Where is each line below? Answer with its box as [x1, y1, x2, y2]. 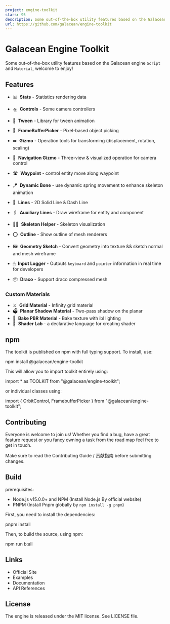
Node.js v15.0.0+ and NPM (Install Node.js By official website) [12, 496, 142, 502]
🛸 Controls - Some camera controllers [12, 106, 95, 112]
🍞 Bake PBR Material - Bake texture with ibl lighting [12, 315, 121, 322]
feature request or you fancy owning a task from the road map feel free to [5, 437, 159, 443]
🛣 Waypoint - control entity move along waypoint [12, 170, 119, 176]
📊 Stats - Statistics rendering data [12, 94, 87, 100]
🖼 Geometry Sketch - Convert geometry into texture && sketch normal [12, 244, 163, 249]
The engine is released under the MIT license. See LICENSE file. [5, 613, 139, 619]
